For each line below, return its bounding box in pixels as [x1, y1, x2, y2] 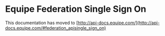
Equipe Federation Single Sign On [5, 3, 147, 15]
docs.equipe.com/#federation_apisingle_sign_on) [5, 25, 106, 31]
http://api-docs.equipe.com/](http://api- [78, 20, 160, 26]
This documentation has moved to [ [5, 20, 78, 26]
